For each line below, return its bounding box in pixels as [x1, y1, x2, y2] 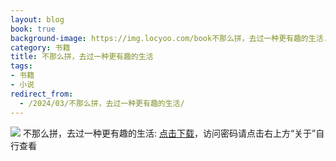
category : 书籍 [10, 42, 71, 53]
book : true [10, 24, 56, 34]
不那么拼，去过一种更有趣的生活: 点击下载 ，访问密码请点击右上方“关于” [22, 127, 317, 139]
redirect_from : [10, 89, 74, 99]
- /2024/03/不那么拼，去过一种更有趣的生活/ [19, 98, 185, 108]
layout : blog [10, 14, 65, 25]
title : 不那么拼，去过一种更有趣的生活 [10, 52, 154, 62]
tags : [10, 61, 33, 71]
